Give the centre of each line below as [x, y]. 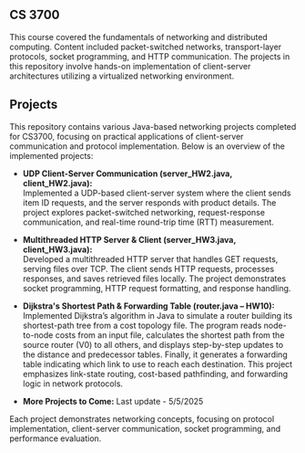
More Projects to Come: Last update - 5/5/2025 [113, 401]
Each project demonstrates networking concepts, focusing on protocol [142, 418]
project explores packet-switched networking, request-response [144, 212]
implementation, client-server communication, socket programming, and [145, 428]
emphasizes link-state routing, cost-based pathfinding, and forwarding [155, 374]
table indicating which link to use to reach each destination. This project [158, 363]
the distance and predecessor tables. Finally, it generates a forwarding [155, 354]
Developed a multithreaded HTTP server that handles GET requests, [150, 258]
